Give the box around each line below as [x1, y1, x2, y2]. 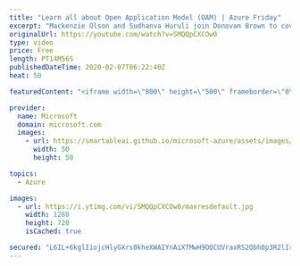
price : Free [9, 46, 54, 55]
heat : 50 [9, 71, 42, 80]
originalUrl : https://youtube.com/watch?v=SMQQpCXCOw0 [9, 29, 218, 38]
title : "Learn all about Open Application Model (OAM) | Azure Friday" [9, 12, 281, 22]
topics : [9, 169, 38, 179]
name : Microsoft [17, 112, 78, 121]
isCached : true [25, 227, 82, 237]
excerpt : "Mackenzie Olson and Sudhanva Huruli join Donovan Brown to [9, 21, 278, 30]
